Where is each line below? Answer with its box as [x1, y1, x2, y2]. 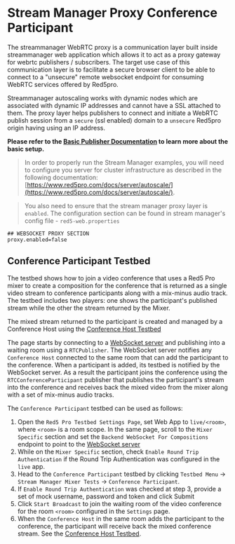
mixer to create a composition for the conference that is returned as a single [7, 281, 227, 290]
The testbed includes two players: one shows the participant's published [7, 296, 217, 304]
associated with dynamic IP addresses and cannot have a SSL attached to [7, 101, 221, 109]
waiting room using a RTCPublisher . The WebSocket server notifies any [7, 346, 213, 354]
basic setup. [7, 144, 44, 153]
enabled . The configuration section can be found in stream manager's [24, 209, 226, 217]
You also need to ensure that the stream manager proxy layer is [24, 201, 208, 210]
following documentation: [24, 173, 98, 182]
